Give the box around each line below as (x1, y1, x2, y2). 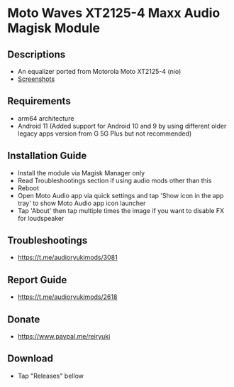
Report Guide (7, 273, 67, 285)
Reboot (17, 183, 39, 192)
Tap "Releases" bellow (17, 371, 84, 380)
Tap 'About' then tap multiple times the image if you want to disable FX (17, 206, 225, 214)
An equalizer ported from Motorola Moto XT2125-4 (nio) (17, 67, 182, 75)
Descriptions (7, 48, 66, 60)
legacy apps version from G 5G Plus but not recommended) (17, 129, 192, 138)
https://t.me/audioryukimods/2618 (17, 293, 118, 301)
